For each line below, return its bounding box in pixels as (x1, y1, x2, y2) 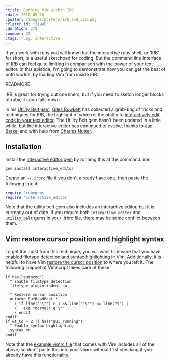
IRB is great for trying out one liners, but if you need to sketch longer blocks (5, 91, 164, 97)
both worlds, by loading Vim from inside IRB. (5, 71, 98, 77)
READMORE (5, 81, 31, 87)
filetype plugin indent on (10, 283, 67, 289)
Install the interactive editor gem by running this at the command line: (5, 156, 151, 162)
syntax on (10, 328, 31, 333)
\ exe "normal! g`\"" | (14, 306, 70, 311)
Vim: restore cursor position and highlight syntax (5, 235, 164, 244)
